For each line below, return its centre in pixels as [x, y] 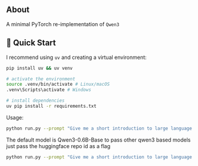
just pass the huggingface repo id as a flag [58, 146]
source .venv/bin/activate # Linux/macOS [58, 84]
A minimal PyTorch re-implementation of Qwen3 [63, 24]
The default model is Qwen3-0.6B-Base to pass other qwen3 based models [98, 140]
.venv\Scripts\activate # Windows [49, 90]
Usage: [15, 117]
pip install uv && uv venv [39, 68]
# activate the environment [41, 79]
